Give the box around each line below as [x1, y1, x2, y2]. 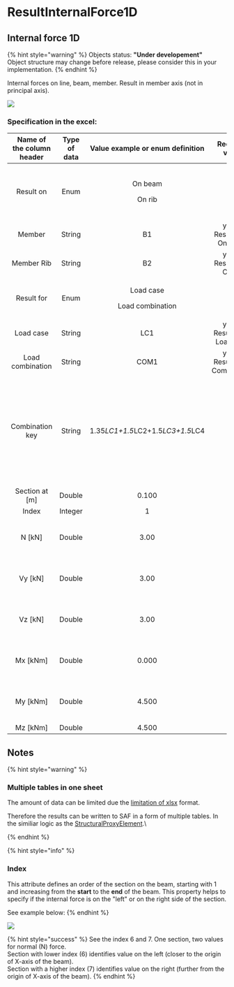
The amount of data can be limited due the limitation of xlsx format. [7, 798, 201, 807]
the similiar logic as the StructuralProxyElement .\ [7, 819, 147, 828]
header [19, 152, 44, 162]
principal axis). [7, 87, 50, 94]
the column [12, 144, 51, 154]
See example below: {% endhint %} [7, 908, 109, 916]
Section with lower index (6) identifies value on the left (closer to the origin [7, 949, 221, 958]
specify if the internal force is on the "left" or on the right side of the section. [7, 895, 227, 903]
